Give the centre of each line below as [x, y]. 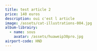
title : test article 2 [28, 9]
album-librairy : [21, 28]
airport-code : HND [24, 41]
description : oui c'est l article [40, 18]
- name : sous [23, 32]
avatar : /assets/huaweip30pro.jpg [48, 37]
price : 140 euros [23, 14]
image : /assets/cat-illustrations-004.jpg [48, 23]
